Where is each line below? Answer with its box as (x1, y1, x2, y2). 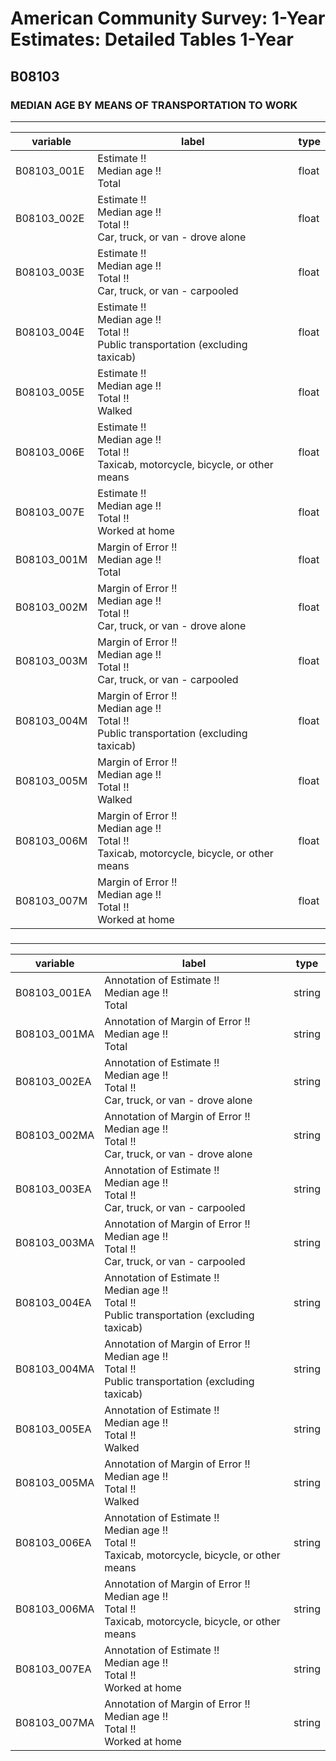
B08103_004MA (15, 1362, 95, 1376)
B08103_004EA (15, 1295, 92, 1309)
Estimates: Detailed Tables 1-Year (10, 28, 294, 51)
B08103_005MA (15, 1475, 95, 1489)
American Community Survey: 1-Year (10, 7, 326, 30)
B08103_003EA (15, 1182, 92, 1196)
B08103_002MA (15, 1128, 95, 1142)
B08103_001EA (15, 985, 92, 999)
